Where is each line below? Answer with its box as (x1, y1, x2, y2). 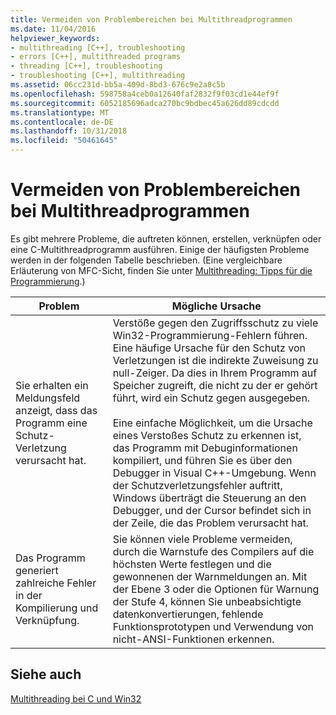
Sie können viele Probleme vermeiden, (112, 532, 293, 546)
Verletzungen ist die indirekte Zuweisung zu (112, 353, 319, 367)
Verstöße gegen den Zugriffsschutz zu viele (112, 316, 319, 330)
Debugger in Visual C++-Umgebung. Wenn (112, 466, 317, 480)
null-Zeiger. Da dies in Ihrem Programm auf (112, 366, 318, 380)
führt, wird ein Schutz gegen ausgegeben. (112, 391, 311, 405)
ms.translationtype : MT (10, 107, 110, 118)
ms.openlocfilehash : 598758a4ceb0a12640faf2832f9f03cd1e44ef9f (10, 89, 280, 99)
